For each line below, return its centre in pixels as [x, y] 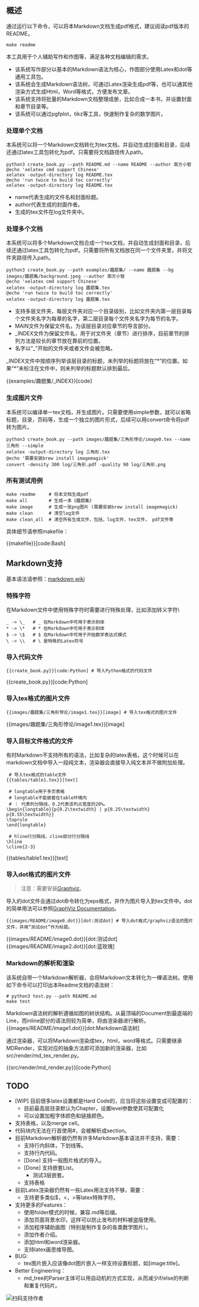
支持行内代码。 [42, 1153]
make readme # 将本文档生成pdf [48, 495]
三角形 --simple [25, 445]
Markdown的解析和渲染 [40, 963]
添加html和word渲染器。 [53, 1242]
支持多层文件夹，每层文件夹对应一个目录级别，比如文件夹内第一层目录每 [103, 311]
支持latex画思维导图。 [50, 1249]
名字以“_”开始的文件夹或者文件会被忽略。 [65, 348]
